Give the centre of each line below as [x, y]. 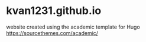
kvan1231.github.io [54, 11]
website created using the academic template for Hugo [73, 27]
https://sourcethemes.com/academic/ [52, 33]
